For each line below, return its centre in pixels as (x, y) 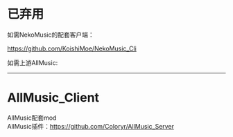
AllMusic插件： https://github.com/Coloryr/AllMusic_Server (91, 126)
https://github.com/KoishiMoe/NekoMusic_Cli (72, 48)
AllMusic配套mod (32, 118)
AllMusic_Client (53, 98)
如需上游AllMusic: (33, 62)
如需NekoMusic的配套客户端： (51, 35)
